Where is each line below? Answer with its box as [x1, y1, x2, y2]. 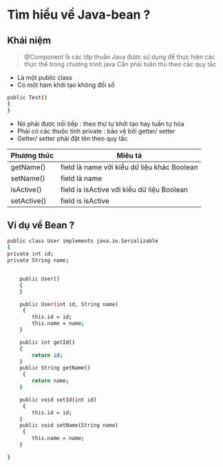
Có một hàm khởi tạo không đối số [17, 81, 115, 89]
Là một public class [17, 73, 72, 82]
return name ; [32, 377, 70, 385]
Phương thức [10, 151, 54, 160]
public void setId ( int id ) [19, 396, 97, 403]
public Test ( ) [7, 94, 48, 101]
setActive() [10, 196, 47, 205]
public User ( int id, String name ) [19, 301, 118, 307]
